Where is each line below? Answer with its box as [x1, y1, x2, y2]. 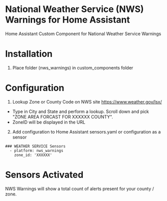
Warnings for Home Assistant [5, 14, 131, 25]
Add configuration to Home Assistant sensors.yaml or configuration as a [12, 128, 161, 134]
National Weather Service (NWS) [5, 3, 144, 15]
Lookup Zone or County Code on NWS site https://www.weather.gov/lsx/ [12, 98, 162, 104]
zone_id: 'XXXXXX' [14, 152, 52, 157]
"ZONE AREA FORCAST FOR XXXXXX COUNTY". [12, 113, 113, 119]
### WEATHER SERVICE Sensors [5, 143, 66, 148]
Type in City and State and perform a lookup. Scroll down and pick [12, 108, 150, 114]
